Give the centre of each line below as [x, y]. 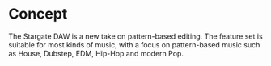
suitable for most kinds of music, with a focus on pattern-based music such [134, 44]
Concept [38, 14]
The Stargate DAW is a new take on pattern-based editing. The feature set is [135, 36]
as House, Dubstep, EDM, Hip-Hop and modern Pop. [96, 53]
